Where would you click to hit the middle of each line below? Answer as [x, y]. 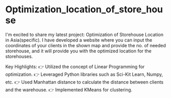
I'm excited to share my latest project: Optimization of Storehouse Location [84, 34]
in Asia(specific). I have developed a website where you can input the [79, 40]
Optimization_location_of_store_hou [84, 9]
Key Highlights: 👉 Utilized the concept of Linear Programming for [75, 66]
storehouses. [19, 56]
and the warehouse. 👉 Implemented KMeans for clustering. [69, 90]
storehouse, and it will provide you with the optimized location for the [79, 51]
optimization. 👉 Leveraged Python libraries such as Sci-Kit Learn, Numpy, [84, 74]
